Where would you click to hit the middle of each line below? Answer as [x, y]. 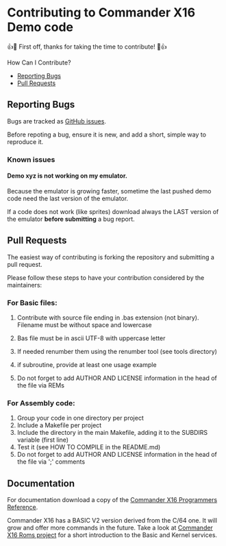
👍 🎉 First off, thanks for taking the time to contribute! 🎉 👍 [87, 47]
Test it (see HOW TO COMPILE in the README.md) [89, 447]
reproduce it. [25, 141]
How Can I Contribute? [39, 62]
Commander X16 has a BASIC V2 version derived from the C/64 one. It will [112, 521]
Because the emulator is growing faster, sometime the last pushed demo [109, 191]
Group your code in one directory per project [80, 418]
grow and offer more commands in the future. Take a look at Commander [110, 528]
